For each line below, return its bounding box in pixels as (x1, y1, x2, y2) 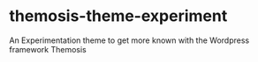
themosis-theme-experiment (9, 6, 228, 26)
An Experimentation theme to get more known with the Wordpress (9, 35, 250, 45)
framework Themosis (9, 44, 87, 54)
